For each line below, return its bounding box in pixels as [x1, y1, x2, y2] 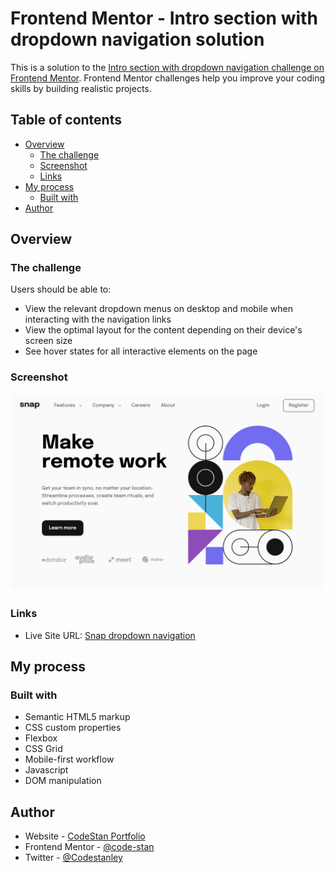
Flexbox [24, 732, 58, 744]
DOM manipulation [24, 775, 102, 787]
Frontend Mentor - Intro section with [10, 7, 318, 30]
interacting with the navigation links [24, 313, 172, 326]
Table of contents [10, 112, 122, 129]
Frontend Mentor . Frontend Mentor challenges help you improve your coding [10, 72, 326, 84]
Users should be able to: [10, 283, 112, 296]
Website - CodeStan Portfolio [24, 830, 146, 842]
